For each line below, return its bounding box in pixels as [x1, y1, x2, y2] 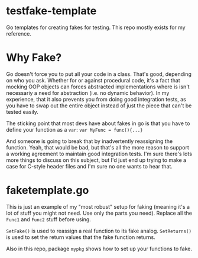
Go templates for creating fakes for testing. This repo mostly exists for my [6, 24, 186, 31]
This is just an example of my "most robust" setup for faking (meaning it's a [6, 203, 190, 210]
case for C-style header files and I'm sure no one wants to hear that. [6, 163, 173, 170]
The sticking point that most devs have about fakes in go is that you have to [6, 120, 190, 127]
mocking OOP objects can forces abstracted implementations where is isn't [6, 83, 190, 90]
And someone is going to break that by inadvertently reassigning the [6, 138, 173, 145]
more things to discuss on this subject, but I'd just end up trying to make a [6, 156, 187, 164]
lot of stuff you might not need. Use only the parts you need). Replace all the [6, 209, 192, 216]
